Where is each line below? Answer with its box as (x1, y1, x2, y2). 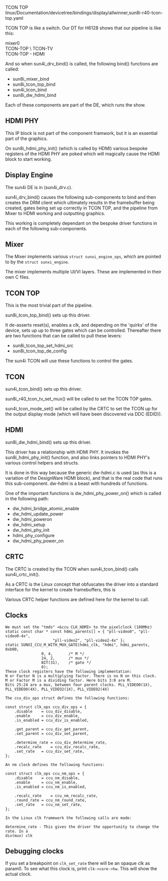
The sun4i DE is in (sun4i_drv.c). (5, 184, 73, 190)
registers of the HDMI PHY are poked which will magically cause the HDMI (5, 151, 160, 157)
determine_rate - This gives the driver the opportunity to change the (5, 824, 159, 829)
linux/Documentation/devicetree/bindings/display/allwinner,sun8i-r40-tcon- (5, 10, 163, 16)
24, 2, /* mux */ (41, 655, 89, 661)
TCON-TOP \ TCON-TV (5, 46, 53, 51)
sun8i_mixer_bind (12, 76, 49, 82)
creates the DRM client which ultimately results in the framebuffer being (5, 199, 155, 205)
